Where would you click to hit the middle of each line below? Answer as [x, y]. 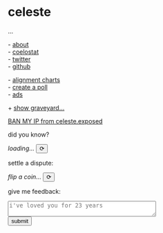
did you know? [29, 134]
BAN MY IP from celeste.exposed [55, 121]
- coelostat [23, 52]
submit [20, 221]
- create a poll [28, 87]
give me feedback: [34, 191]
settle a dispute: [31, 163]
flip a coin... [25, 176]
